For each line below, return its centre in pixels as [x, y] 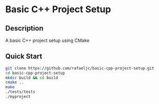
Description [24, 28]
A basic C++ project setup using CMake [47, 40]
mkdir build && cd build [32, 77]
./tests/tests [20, 92]
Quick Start [24, 56]
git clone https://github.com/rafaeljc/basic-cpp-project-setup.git [80, 68]
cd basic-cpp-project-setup [35, 73]
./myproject [18, 97]
